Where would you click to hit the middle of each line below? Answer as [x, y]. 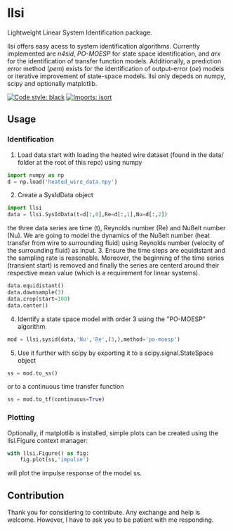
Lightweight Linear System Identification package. [80, 32]
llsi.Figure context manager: [47, 440]
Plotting [21, 418]
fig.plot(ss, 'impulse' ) [55, 460]
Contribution [36, 495]
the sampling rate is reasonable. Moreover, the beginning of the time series [116, 258]
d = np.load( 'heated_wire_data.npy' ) [62, 182]
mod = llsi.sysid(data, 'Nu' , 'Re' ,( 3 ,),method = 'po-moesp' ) [94, 339]
